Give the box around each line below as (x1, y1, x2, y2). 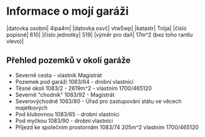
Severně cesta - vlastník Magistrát (15, 72, 102, 79)
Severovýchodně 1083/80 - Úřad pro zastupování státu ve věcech (15, 97, 182, 105)
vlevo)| (6, 37, 24, 45)
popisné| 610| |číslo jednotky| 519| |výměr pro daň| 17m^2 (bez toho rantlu (6, 31, 193, 38)
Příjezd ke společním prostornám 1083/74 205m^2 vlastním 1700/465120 (15, 124, 199, 131)
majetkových (15, 104, 48, 111)
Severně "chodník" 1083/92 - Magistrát (15, 91, 115, 98)
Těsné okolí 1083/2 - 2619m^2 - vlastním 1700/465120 (15, 84, 152, 92)
